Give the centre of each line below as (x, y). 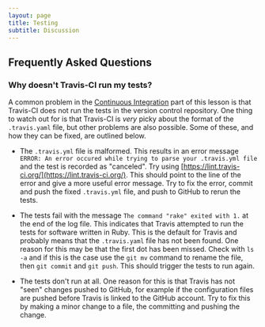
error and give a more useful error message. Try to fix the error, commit (136, 184)
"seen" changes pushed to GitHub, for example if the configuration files (136, 290)
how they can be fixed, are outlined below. (77, 136)
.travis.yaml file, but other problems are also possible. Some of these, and (131, 127)
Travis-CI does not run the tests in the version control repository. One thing (131, 111)
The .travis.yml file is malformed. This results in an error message (129, 151)
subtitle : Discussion (44, 30)
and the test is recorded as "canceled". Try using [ (102, 166)
